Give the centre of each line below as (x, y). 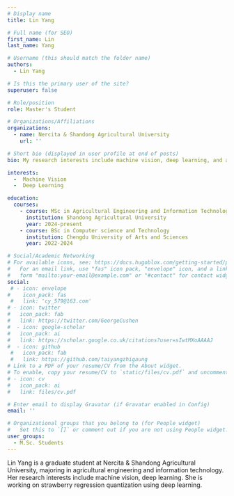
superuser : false (32, 90)
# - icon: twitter (34, 308)
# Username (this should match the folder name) (79, 58)
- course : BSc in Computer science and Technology (95, 230)
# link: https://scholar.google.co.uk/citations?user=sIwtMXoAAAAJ (110, 340)
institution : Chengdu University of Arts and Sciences (107, 237)
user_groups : (26, 436)
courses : (26, 205)
